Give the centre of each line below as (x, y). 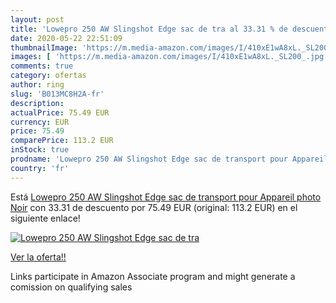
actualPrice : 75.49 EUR (60, 112)
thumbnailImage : (44, 47)
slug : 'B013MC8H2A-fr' (57, 94)
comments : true (42, 66)
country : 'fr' (40, 168)
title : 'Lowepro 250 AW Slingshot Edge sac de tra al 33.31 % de (149, 29)
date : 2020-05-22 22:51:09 (66, 38)
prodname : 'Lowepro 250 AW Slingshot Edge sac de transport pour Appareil (169, 159)
